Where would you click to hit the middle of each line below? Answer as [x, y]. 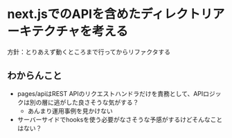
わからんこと [35, 76]
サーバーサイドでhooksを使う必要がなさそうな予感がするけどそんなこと [120, 119]
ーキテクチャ [44, 31]
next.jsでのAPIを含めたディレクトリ [110, 14]
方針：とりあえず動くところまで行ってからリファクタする [89, 52]
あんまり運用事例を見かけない [70, 110]
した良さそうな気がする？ [102, 102]
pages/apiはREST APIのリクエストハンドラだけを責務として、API [110, 93]
